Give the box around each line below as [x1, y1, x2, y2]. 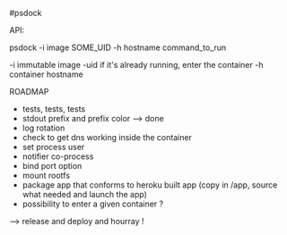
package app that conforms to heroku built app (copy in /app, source [22, 180, 278, 190]
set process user [22, 142, 85, 152]
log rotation [22, 122, 65, 133]
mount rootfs [22, 170, 70, 180]
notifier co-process [22, 151, 94, 162]
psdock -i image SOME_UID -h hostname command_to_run [9, 42, 227, 53]
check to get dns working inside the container [22, 132, 193, 142]
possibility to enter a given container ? [22, 198, 164, 209]
